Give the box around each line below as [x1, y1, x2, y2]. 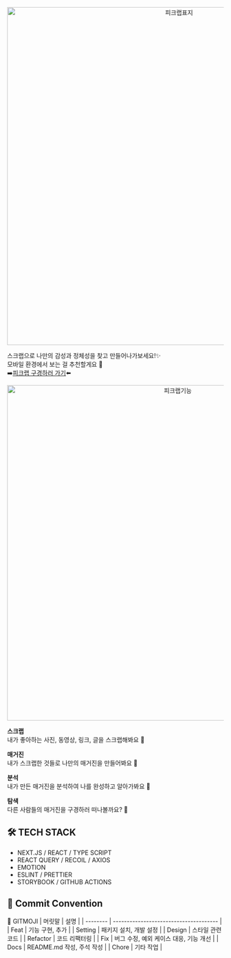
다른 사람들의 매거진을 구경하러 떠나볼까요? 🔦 [7, 806, 129, 813]
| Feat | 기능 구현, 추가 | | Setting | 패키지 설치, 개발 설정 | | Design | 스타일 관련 [7, 926, 222, 934]
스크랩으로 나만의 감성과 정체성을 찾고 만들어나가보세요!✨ [7, 352, 162, 359]
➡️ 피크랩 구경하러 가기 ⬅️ [7, 369, 71, 377]
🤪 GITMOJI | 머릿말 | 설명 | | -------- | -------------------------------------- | [7, 917, 222, 925]
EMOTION [16, 863, 46, 871]
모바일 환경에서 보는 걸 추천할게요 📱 [7, 360, 103, 368]
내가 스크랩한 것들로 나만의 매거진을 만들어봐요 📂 [7, 759, 138, 767]
